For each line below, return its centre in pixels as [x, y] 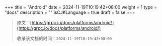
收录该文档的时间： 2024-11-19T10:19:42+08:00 [64, 38]
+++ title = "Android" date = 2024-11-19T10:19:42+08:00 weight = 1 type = [81, 7]
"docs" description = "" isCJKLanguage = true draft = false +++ [70, 12]
